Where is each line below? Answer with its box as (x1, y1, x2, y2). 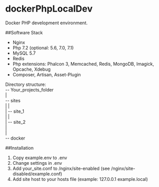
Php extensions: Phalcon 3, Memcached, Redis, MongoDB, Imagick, (12, 61, 154, 67)
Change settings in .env (12, 160, 62, 166)
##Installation (5, 145, 34, 151)
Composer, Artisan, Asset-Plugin (12, 71, 81, 77)
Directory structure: (5, 81, 47, 87)
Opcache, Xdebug (12, 66, 51, 72)
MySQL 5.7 (12, 50, 36, 56)
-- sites (5, 97, 21, 104)
